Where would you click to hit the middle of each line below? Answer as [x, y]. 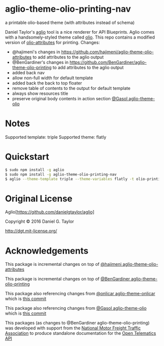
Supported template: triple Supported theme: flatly [56, 137]
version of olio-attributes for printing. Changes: [52, 42]
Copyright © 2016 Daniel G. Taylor [40, 221]
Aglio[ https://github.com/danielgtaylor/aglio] [50, 212]
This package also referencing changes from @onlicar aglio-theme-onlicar [80, 294]
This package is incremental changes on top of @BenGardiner [68, 279]
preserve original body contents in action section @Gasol [70, 98]
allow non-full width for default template [52, 78]
